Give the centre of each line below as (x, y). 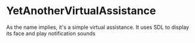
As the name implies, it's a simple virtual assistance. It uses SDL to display (98, 27)
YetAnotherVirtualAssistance (81, 11)
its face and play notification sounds (51, 33)
